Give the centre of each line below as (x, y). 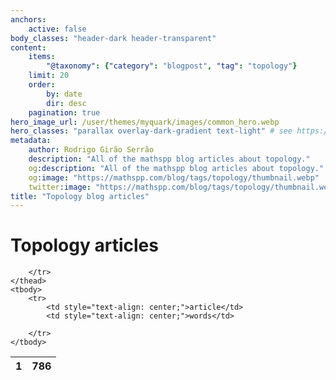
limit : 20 (49, 76)
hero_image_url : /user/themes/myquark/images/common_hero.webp (145, 122)
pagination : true (64, 112)
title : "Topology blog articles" (80, 196)
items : (42, 57)
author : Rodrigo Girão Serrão (91, 150)
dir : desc (66, 103)
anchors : (28, 19)
